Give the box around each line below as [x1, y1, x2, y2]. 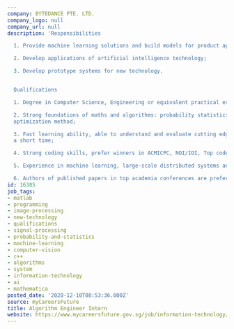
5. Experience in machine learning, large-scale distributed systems [13, 162, 219, 170]
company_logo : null [7, 17, 64, 24]
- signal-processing [7, 227, 68, 234]
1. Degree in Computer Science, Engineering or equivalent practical [13, 98, 219, 105]
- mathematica [7, 285, 49, 292]
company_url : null [7, 23, 61, 30]
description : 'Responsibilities [7, 29, 101, 37]
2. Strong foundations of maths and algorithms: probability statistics [13, 111, 229, 119]
